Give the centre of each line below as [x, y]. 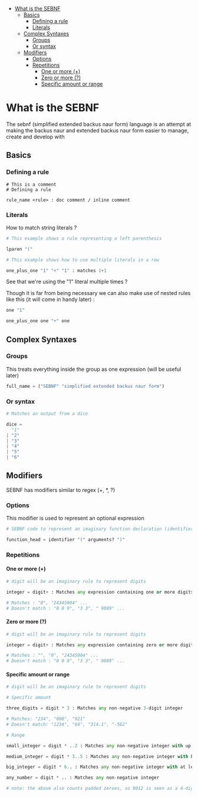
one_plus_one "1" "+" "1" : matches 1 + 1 [57, 270]
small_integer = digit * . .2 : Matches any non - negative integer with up [99, 746]
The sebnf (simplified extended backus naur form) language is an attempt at [99, 124]
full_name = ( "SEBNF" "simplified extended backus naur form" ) [85, 386]
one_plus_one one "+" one [38, 321]
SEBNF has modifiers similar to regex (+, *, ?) [61, 490]
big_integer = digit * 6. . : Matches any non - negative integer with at [96, 767]
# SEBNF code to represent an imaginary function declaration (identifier [100, 529]
